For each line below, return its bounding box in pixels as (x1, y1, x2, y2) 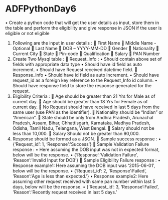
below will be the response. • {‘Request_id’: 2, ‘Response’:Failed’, (12, 167, 147, 173)
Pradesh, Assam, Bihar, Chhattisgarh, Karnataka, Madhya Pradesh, (12, 120, 150, 126)
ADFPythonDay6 (5, 3, 77, 15)
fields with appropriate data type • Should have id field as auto (12, 61, 142, 67)
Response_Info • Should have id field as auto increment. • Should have (12, 72, 159, 78)
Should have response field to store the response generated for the (12, 82, 152, 88)
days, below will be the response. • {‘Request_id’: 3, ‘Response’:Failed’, (12, 183, 159, 189)
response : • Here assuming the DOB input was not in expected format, (12, 146, 160, 152)
